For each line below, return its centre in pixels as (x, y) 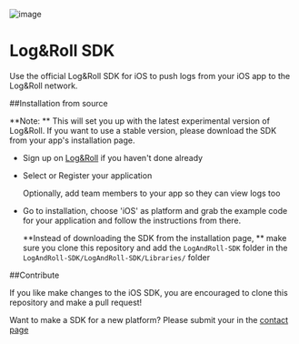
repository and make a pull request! (76, 302)
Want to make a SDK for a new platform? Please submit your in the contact (149, 319)
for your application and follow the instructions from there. (132, 220)
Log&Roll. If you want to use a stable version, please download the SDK (143, 130)
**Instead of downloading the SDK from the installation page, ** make (154, 238)
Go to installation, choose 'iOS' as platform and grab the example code (155, 210)
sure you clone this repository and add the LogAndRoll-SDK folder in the (155, 248)
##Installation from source (59, 103)
